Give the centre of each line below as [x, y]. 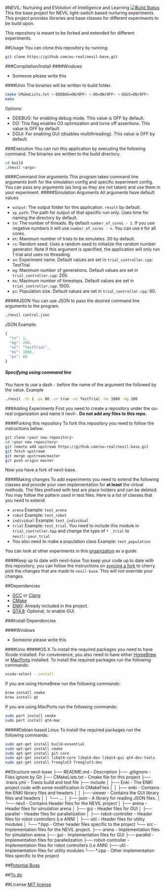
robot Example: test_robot [39, 515]
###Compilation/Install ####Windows [44, 66]
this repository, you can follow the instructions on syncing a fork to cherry [80, 566]
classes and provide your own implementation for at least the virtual [74, 485]
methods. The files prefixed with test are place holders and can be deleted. [81, 490]
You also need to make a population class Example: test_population [82, 542]
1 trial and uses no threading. [42, 255]
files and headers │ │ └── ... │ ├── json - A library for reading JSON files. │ [83, 798]
